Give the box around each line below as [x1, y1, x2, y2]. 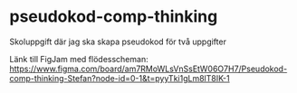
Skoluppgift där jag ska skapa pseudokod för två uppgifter [9, 36, 226, 47]
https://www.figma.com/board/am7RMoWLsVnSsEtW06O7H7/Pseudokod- [9, 63, 288, 74]
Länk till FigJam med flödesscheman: [9, 53, 148, 64]
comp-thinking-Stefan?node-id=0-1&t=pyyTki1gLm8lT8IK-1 [9, 72, 230, 83]
